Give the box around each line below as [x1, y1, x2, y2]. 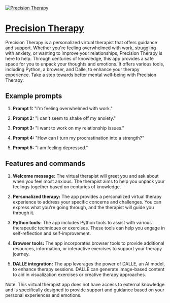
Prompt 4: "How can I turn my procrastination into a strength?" [12, 134, 145, 141]
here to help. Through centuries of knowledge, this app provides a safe [5, 55, 154, 61]
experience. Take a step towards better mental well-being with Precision [5, 72, 156, 78]
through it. [12, 210, 35, 216]
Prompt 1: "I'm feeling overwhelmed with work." [12, 105, 113, 111]
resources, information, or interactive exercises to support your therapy [12, 245, 162, 251]
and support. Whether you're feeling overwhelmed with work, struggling [5, 45, 156, 51]
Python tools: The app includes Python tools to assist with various [12, 219, 152, 225]
